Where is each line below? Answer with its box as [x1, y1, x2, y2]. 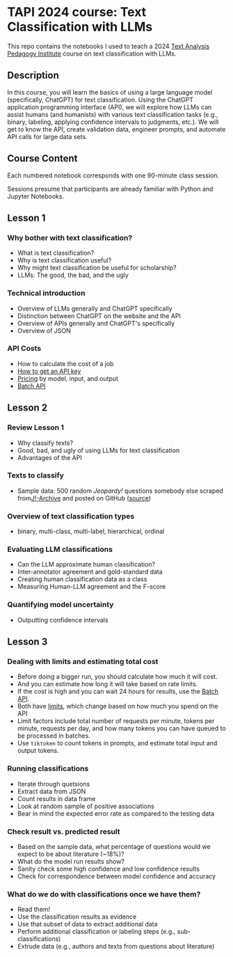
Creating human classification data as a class [17, 575, 147, 583]
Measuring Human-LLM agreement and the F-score [17, 583, 166, 591]
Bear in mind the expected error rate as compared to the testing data [17, 809, 215, 818]
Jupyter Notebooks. [7, 192, 65, 200]
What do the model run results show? [17, 857, 125, 865]
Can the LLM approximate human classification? [17, 560, 155, 569]
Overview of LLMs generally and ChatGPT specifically [17, 304, 172, 313]
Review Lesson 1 [7, 422, 65, 432]
